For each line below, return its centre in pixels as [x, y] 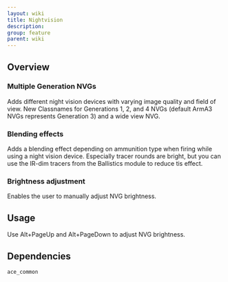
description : [26, 26]
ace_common [23, 272]
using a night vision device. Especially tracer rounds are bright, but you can [114, 156]
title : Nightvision [35, 20]
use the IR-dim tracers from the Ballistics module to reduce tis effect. [105, 164]
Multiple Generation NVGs [52, 87]
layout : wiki [26, 13]
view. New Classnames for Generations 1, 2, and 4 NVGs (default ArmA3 [110, 109]
